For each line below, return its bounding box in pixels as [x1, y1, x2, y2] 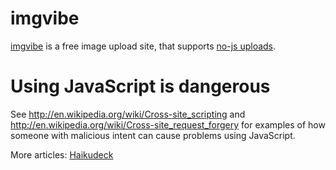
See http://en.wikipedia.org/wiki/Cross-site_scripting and [10, 108, 246, 120]
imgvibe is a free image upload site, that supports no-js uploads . [10, 40, 277, 52]
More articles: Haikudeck [10, 148, 114, 161]
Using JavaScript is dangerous [10, 75, 271, 98]
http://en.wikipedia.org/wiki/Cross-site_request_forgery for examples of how [10, 118, 326, 131]
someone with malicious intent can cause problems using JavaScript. [10, 129, 296, 141]
